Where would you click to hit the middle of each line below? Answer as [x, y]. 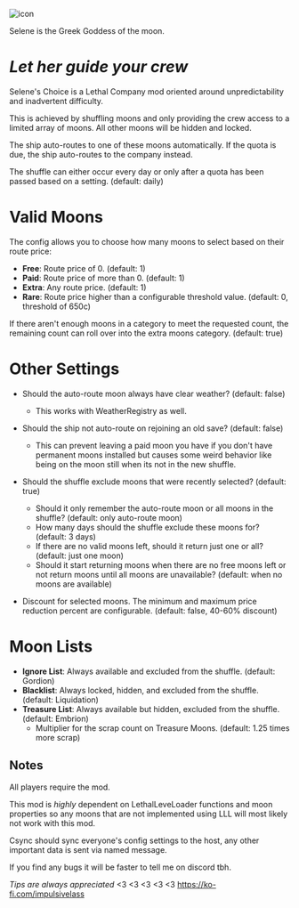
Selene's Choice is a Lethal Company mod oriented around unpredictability [147, 91]
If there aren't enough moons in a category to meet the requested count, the [149, 323]
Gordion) [38, 680]
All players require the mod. [60, 787]
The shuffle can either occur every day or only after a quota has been [137, 171]
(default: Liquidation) [61, 700]
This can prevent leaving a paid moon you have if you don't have [154, 445]
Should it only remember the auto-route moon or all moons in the [154, 508]
